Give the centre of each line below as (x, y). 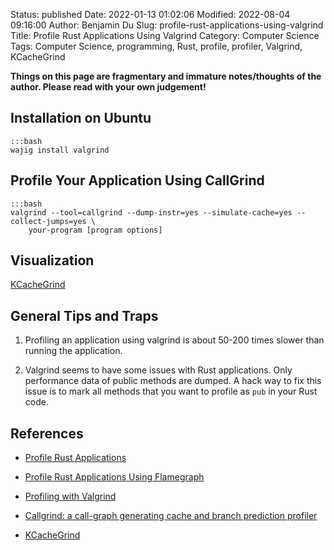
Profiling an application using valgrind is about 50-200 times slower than (174, 340)
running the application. (73, 351)
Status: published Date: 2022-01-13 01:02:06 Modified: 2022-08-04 (150, 14)
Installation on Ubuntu (81, 118)
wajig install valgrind (60, 150)
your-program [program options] (95, 230)
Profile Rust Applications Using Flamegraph (114, 477)
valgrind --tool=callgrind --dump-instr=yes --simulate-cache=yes (151, 212)
